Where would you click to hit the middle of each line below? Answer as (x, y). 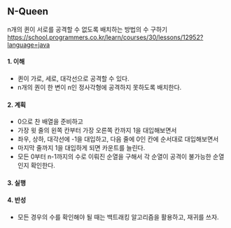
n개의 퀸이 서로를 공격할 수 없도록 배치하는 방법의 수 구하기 (87, 29)
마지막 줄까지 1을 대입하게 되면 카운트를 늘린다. (81, 148)
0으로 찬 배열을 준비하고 (50, 121)
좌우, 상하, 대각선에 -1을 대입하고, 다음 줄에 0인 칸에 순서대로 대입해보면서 (118, 139)
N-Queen (28, 12)
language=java (29, 44)
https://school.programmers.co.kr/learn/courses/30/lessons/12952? (105, 37)
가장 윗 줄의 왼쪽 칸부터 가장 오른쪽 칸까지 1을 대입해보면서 (97, 130)
